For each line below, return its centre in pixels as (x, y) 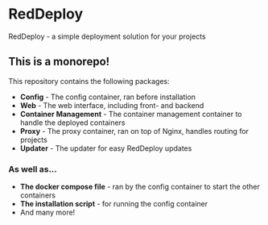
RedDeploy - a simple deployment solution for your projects (107, 36)
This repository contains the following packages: (89, 81)
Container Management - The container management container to (131, 114)
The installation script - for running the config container (113, 204)
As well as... (33, 169)
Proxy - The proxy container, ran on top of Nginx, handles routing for (134, 131)
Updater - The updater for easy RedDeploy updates (106, 148)
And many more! (47, 212)
